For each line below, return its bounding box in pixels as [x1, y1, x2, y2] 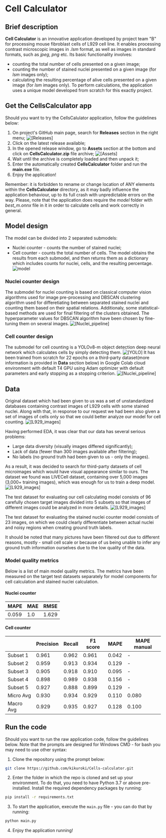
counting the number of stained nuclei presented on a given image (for [12, 66, 157, 72]
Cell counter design [5, 333, 53, 340]
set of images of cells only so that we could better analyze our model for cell [5, 414, 161, 420]
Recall [63, 640, 79, 647]
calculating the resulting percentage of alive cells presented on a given [12, 77, 157, 83]
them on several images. [19, 320, 69, 326]
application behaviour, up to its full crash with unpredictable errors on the [5, 191, 155, 198]
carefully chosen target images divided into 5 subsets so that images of [5, 499, 151, 505]
